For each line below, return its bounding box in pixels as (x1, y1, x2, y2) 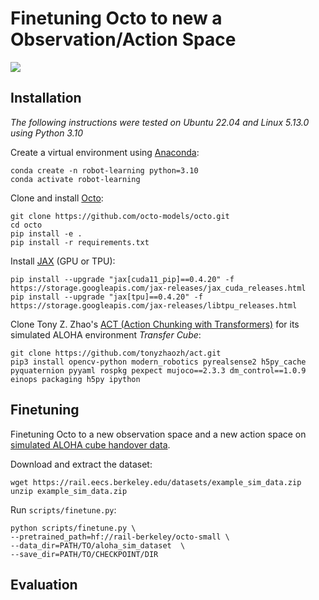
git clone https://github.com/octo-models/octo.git (10, 211, 230, 221)
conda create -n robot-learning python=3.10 (10, 165, 199, 176)
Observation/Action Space (10, 28, 237, 51)
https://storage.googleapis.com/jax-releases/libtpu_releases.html (10, 300, 298, 311)
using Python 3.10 (10, 127, 84, 139)
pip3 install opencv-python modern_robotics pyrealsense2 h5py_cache (10, 357, 307, 367)
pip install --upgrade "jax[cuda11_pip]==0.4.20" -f (10, 274, 235, 284)
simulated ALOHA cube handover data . (10, 438, 171, 451)
